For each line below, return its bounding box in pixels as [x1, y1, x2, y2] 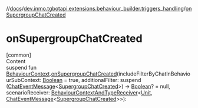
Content [6, 57, 26, 64]
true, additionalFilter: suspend [68, 76, 141, 83]
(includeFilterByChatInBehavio [117, 70, 190, 77]
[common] [6, 51, 31, 58]
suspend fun [6, 64, 37, 71]
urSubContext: [6, 76, 42, 83]
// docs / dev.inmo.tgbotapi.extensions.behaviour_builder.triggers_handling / [6, 5, 186, 12]
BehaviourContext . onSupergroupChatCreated [6, 70, 117, 77]
